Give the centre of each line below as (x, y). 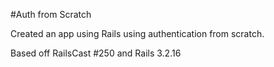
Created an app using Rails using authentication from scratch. (137, 33)
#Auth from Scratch (51, 14)
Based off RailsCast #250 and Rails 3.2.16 (96, 53)
